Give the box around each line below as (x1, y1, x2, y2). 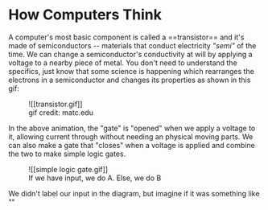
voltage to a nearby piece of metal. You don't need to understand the (8, 58, 237, 68)
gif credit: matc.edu (28, 107, 94, 117)
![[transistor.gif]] (28, 99, 83, 109)
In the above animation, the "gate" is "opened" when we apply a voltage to (8, 123, 256, 133)
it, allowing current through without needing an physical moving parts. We (8, 131, 254, 142)
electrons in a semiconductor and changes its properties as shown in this (8, 75, 251, 84)
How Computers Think (8, 6, 163, 24)
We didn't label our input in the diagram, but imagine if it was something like (8, 188, 260, 198)
